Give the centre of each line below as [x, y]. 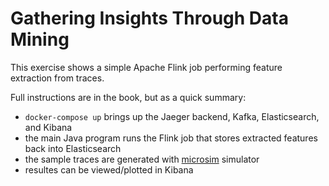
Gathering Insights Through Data [149, 18]
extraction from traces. [57, 78]
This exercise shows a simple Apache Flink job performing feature [146, 67]
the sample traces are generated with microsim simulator [142, 159]
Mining [40, 39]
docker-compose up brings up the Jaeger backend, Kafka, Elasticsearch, [172, 116]
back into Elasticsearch [73, 148]
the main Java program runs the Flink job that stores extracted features [171, 138]
